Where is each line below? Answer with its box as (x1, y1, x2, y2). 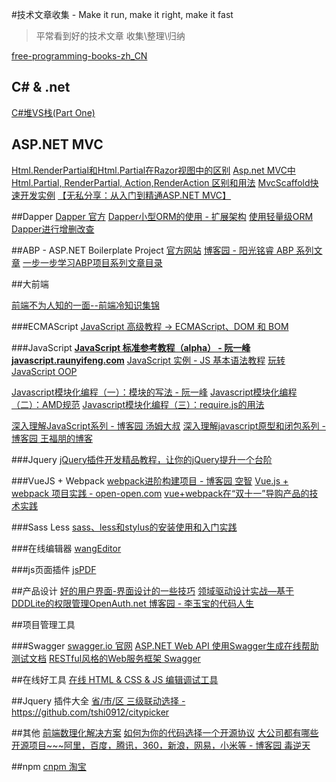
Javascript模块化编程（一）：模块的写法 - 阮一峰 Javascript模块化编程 (11, 386, 298, 398)
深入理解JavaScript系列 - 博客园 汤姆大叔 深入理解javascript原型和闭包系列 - (11, 419, 326, 432)
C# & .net (11, 79, 71, 96)
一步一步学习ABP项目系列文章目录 (22, 256, 163, 268)
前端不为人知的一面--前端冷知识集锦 (11, 299, 160, 311)
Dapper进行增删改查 (11, 223, 95, 235)
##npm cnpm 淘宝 (11, 760, 87, 772)
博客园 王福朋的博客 (11, 432, 93, 444)
